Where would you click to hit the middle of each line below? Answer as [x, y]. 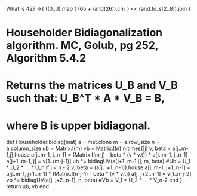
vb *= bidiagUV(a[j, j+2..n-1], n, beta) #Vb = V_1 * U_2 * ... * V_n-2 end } [94, 180]
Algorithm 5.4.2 [46, 58]
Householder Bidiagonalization [84, 33]
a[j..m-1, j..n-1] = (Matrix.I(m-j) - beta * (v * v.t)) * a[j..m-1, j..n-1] [109, 155]
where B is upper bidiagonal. [79, 125]
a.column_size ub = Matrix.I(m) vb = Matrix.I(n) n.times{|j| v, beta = [89, 148]
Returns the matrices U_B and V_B [92, 85]
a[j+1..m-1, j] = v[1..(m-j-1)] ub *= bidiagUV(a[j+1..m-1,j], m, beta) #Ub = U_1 [98, 161]
